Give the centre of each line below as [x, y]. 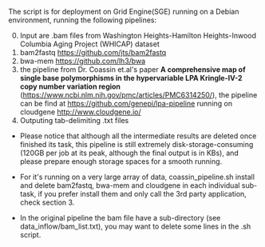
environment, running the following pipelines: [83, 20]
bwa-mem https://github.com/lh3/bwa [83, 61]
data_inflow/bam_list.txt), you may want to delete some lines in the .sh [135, 226]
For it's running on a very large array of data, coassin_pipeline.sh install [137, 177]
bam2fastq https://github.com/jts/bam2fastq [93, 52]
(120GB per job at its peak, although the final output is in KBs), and [129, 153]
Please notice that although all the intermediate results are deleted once [138, 136]
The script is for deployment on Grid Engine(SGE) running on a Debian [124, 12]
